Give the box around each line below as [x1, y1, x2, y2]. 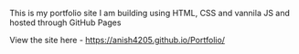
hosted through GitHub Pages [9, 17, 122, 28]
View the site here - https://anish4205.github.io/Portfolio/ [9, 35, 226, 45]
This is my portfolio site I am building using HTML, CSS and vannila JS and [9, 8, 291, 18]
